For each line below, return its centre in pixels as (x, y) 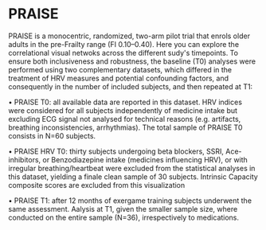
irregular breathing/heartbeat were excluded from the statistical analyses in (132, 168)
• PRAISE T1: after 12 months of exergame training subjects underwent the (130, 201)
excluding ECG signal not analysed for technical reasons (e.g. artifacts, (125, 119)
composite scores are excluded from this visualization (97, 185)
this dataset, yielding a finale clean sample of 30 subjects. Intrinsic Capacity (133, 177)
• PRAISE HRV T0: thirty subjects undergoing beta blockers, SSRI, (116, 151)
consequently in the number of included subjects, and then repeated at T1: (131, 86)
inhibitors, (25, 159)
